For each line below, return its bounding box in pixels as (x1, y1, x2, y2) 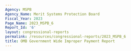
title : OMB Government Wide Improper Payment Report (5, 39, 115, 44)
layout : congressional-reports (5, 30, 69, 34)
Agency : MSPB (5, 7, 32, 12)
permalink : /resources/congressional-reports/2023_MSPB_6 (5, 34, 126, 39)
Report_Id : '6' (5, 25, 36, 30)
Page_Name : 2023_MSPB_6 (5, 20, 54, 26)
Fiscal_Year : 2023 (5, 16, 43, 21)
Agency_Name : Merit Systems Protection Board (5, 12, 100, 17)
